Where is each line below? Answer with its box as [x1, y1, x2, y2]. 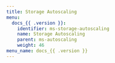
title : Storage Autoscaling [6, 8, 77, 15]
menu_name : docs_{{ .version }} [6, 48, 88, 54]
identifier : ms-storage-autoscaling [17, 25, 110, 32]
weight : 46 [17, 43, 45, 49]
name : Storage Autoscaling [17, 31, 85, 37]
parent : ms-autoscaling [17, 37, 77, 43]
